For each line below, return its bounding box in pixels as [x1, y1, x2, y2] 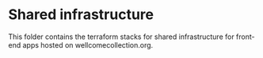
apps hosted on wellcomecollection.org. [22, 40, 154, 49]
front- [236, 32, 255, 41]
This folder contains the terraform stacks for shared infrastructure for [8, 32, 235, 41]
